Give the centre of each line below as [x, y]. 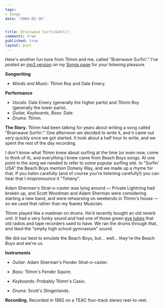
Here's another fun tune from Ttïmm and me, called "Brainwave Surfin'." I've [82, 59]
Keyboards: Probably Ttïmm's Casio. [49, 281]
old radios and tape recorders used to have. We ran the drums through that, [81, 223]
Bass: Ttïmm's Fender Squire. [42, 271]
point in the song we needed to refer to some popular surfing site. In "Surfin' [82, 163]
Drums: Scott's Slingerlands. [41, 290]
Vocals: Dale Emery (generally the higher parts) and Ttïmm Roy [76, 102]
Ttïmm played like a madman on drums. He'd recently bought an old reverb [80, 213]
